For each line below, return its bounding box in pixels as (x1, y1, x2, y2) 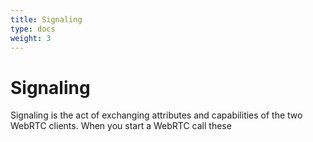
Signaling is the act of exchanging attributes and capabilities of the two (10, 109, 303, 121)
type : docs (10, 24, 56, 34)
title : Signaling (10, 14, 83, 25)
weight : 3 (10, 33, 52, 43)
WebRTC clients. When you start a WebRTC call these (10, 120, 232, 132)
